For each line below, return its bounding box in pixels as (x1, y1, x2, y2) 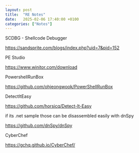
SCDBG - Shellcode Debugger (5, 35, 67, 41)
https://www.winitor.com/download (5, 64, 78, 70)
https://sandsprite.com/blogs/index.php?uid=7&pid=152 (5, 45, 120, 51)
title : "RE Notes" (5, 12, 46, 17)
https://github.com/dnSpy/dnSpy (5, 122, 73, 128)
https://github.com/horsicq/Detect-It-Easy (5, 103, 92, 109)
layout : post (5, 7, 32, 13)
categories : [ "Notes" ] (5, 21, 52, 27)
